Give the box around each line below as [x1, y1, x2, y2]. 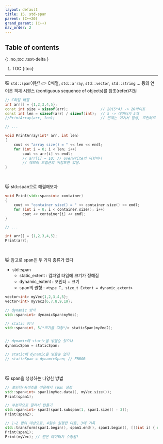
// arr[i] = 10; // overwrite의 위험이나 [22, 156, 102, 161]
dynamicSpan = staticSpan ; [5, 343, 60, 348]
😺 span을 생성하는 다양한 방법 [5, 375, 64, 381]
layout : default [5, 7, 38, 12]
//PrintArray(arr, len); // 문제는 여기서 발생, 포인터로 [5, 115, 156, 121]
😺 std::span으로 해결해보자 [5, 184, 58, 190]
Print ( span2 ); [5, 412, 34, 417]
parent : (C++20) [5, 16, 38, 21]
